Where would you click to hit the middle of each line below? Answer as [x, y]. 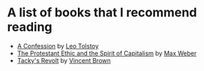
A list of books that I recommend [102, 13]
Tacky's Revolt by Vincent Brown [64, 60]
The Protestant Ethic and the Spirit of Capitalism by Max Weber [107, 53]
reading [30, 27]
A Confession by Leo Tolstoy [58, 46]
